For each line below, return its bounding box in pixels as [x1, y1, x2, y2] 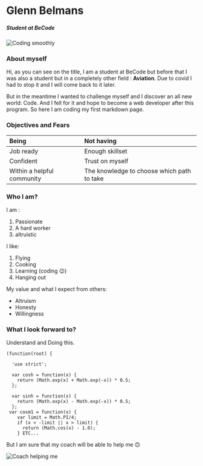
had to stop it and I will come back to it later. [6, 81, 116, 89]
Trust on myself [84, 157, 129, 165]
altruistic [14, 231, 37, 238]
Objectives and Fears [6, 121, 70, 129]
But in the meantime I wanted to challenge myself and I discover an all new [6, 93, 192, 100]
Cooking [14, 261, 36, 268]
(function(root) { [6, 351, 53, 357]
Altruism [14, 297, 36, 305]
